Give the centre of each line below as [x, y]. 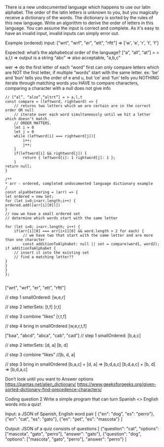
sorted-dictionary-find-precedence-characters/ [53, 390]
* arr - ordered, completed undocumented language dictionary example [79, 184]
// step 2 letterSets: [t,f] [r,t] [33, 307]
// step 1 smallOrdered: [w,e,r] [35, 297]
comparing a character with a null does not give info [58, 88]
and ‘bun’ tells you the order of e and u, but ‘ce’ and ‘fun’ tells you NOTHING [82, 78]
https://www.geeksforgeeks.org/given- [117, 384]
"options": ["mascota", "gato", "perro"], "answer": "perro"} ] [66, 439]
